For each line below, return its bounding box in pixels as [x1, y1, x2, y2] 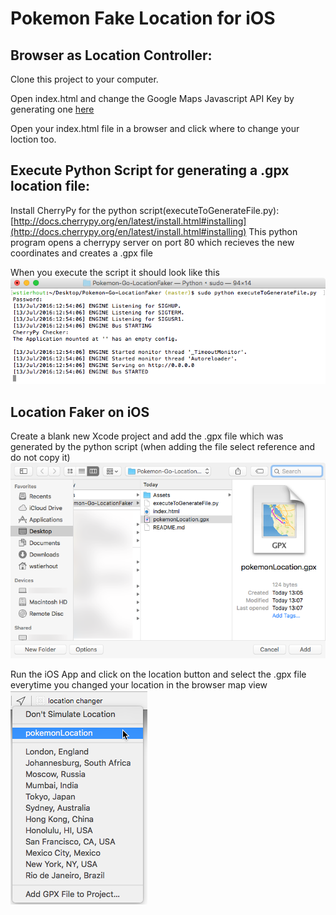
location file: [10, 178, 91, 195]
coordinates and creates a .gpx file [10, 247, 154, 259]
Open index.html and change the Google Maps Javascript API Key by [10, 93, 295, 104]
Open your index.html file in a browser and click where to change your [10, 123, 300, 134]
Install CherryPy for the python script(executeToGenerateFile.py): [10, 204, 280, 216]
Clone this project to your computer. [10, 73, 159, 85]
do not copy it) [10, 452, 71, 464]
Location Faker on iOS [10, 403, 150, 421]
